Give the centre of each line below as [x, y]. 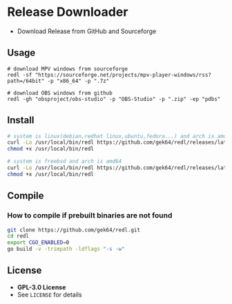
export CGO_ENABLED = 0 [38, 243]
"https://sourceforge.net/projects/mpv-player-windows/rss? [123, 75]
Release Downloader [68, 12]
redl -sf [20, 75]
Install [21, 121]
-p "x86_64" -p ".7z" [78, 81]
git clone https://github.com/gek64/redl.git [74, 230]
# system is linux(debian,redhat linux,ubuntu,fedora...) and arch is [111, 136]
